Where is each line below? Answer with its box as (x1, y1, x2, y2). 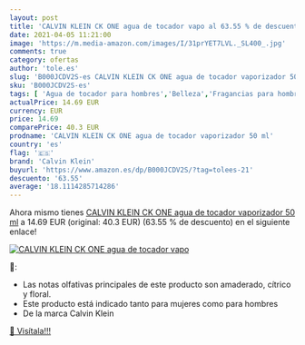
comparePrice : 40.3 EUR (9, 123, 100, 133)
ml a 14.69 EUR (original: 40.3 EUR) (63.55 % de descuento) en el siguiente (9, 217, 290, 228)
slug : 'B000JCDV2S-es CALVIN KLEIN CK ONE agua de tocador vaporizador (9, 73, 286, 82)
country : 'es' (9, 140, 64, 149)
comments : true (9, 47, 67, 56)
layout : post (9, 13, 59, 23)
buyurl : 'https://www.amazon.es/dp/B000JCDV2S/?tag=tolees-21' (9, 165, 254, 174)
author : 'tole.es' (9, 64, 79, 74)
